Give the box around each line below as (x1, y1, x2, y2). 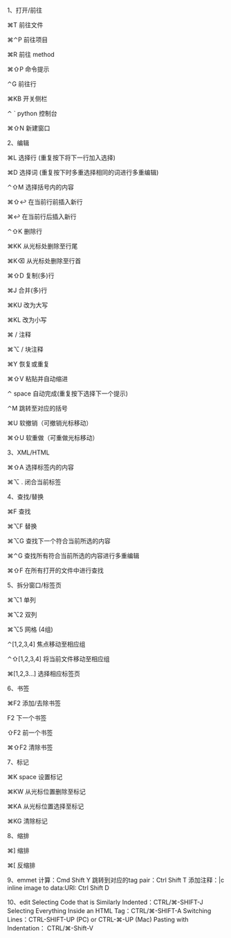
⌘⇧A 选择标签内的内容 (7, 463, 75, 471)
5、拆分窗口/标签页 (7, 581, 62, 589)
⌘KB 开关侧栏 (7, 94, 48, 103)
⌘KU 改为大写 (7, 301, 48, 309)
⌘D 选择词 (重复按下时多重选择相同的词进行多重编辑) (7, 169, 159, 176)
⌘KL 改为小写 (7, 316, 47, 324)
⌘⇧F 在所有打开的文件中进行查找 (7, 566, 104, 574)
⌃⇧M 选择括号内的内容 (7, 183, 74, 191)
